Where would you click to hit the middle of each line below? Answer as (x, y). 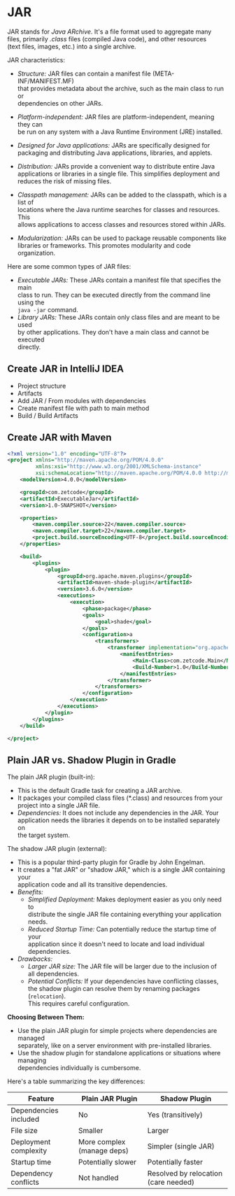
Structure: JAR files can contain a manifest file (84, 73)
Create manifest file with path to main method (83, 408)
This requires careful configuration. (79, 1004)
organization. (36, 253)
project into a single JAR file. (58, 805)
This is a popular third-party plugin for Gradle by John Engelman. (111, 862)
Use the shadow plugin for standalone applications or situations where (119, 1053)
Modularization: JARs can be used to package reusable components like (122, 238)
